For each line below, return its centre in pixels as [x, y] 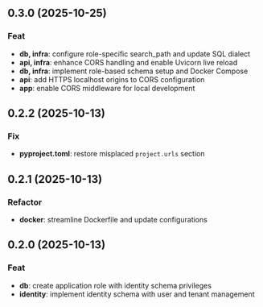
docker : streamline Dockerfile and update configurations [113, 220]
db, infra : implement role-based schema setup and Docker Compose [134, 71]
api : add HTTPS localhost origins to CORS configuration [112, 79]
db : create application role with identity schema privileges [115, 285]
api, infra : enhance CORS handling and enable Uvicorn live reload [128, 62]
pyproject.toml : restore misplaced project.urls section [112, 154]
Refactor [25, 202]
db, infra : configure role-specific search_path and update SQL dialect [135, 54]
